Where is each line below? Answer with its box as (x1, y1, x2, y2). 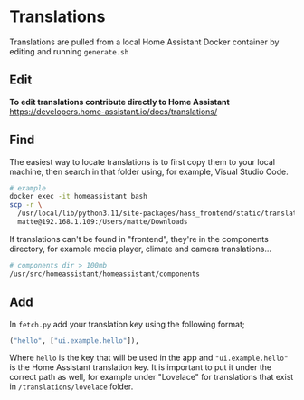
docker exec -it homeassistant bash (9, 192, 147, 201)
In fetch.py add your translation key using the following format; (9, 318, 245, 329)
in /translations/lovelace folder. (9, 381, 134, 392)
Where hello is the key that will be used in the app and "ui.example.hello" (9, 352, 289, 364)
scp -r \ (9, 200, 43, 210)
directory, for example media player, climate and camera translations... (9, 243, 272, 254)
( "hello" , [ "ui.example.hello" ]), (9, 336, 140, 346)
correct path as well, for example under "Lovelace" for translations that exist (9, 372, 294, 383)
